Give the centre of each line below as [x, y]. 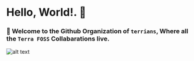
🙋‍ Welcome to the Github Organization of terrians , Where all [97, 31]
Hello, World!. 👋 [46, 12]
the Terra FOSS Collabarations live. [58, 39]
